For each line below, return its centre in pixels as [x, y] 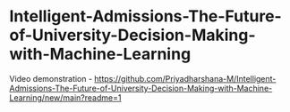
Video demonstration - [51, 78]
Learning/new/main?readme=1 [65, 97]
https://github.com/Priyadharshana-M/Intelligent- [185, 78]
